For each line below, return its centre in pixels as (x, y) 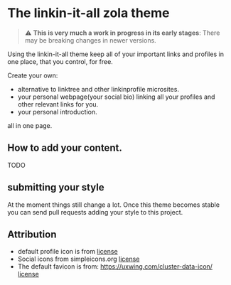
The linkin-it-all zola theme (88, 13)
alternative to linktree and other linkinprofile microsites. (98, 89)
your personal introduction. (57, 112)
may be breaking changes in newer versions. (90, 40)
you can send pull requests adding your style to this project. (95, 212)
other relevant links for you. (58, 104)
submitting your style (56, 187)
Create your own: (33, 75)
